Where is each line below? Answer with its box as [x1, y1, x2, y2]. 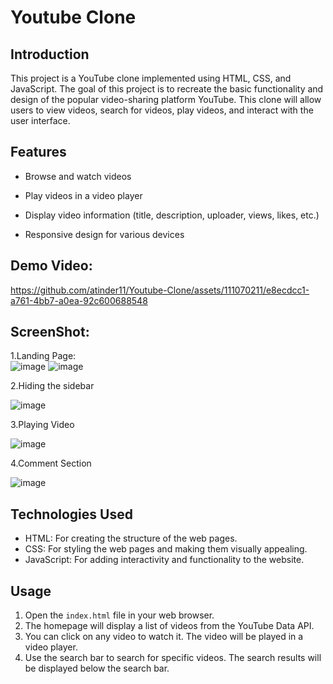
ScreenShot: [10, 324, 90, 341]
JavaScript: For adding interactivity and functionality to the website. [24, 554, 305, 566]
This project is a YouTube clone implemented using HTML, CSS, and [10, 72, 292, 84]
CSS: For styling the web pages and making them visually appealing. [24, 543, 308, 555]
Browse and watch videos [24, 170, 132, 182]
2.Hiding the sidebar [10, 380, 95, 392]
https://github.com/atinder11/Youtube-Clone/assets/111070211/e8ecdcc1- [10, 284, 310, 296]
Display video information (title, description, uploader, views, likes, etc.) [24, 209, 320, 221]
